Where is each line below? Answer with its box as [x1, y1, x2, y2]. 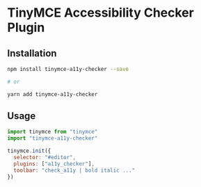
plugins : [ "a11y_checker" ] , [13, 160, 95, 168]
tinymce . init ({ [7, 147, 51, 154]
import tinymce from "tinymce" [7, 129, 98, 136]
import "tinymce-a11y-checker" [7, 135, 98, 142]
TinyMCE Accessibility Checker [7, 5, 195, 21]
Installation [7, 47, 57, 59]
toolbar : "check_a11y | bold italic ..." [13, 167, 136, 174]
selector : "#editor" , [13, 154, 77, 161]
